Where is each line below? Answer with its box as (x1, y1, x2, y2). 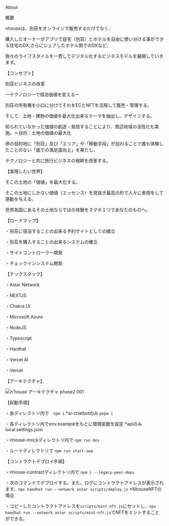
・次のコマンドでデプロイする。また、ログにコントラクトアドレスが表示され (5, 480, 164, 486)
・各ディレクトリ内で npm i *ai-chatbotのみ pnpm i (5, 410, 113, 416)
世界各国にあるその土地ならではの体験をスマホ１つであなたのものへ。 (5, 207, 151, 213)
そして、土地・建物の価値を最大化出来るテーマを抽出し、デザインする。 (5, 113, 155, 119)
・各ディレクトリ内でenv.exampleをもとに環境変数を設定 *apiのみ (5, 421, 142, 427)
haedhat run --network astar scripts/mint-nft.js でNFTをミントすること (5, 509, 160, 515)
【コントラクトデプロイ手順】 (5, 458, 67, 464)
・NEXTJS (5, 292, 27, 298)
